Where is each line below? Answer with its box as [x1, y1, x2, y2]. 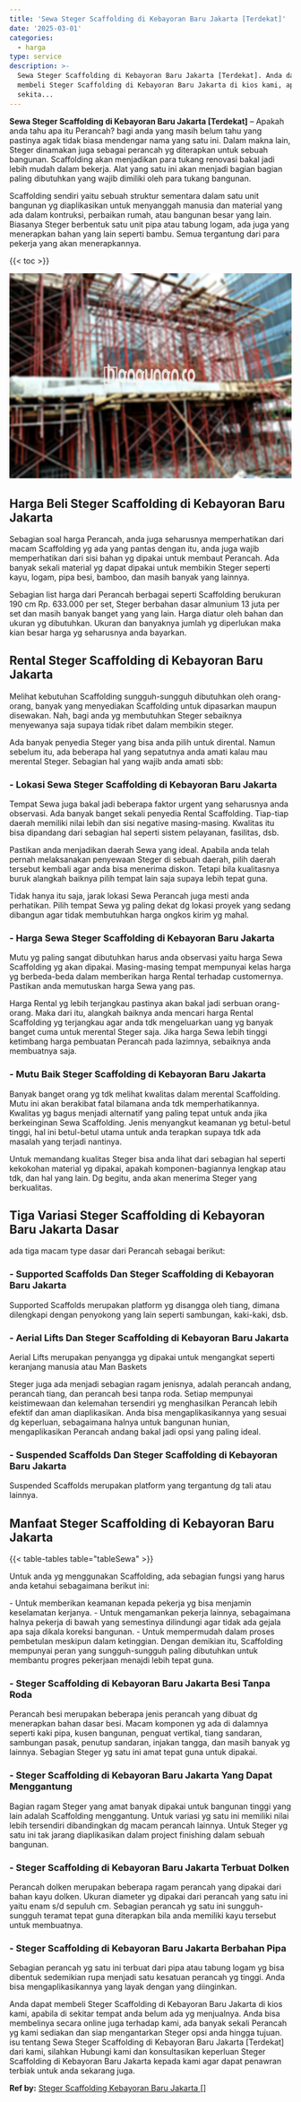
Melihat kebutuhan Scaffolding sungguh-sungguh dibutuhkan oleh [9, 691, 254, 702]
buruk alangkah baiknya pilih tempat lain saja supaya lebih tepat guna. [9, 874, 269, 884]
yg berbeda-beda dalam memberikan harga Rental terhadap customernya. [9, 971, 284, 982]
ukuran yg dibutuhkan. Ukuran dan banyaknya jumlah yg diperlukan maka [9, 617, 281, 628]
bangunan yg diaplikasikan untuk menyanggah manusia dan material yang [9, 200, 283, 211]
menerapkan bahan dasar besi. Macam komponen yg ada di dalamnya [9, 1719, 269, 1729]
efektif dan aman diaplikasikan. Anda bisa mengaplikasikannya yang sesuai [9, 1408, 287, 1418]
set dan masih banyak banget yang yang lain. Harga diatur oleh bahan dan [9, 607, 284, 618]
